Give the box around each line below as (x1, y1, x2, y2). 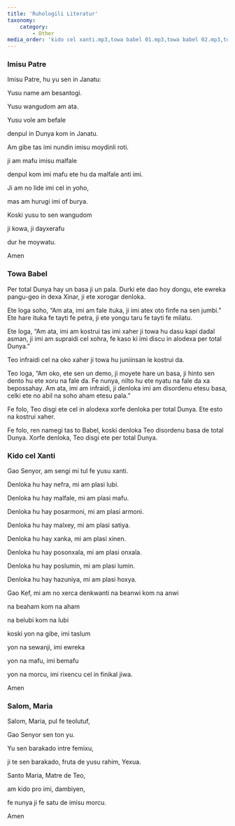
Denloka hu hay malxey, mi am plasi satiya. (7, 521, 131, 529)
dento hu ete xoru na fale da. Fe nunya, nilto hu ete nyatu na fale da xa (7, 376, 211, 385)
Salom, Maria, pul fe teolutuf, (7, 717, 90, 725)
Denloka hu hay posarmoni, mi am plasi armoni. (7, 507, 144, 516)
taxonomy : (7, 17, 36, 24)
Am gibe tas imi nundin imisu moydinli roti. (7, 143, 129, 151)
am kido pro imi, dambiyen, (7, 785, 85, 793)
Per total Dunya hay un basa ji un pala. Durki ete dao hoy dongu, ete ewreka (7, 285, 226, 293)
